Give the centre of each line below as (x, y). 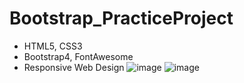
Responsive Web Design (74, 67)
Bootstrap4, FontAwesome (78, 56)
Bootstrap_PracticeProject (121, 18)
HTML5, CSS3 (53, 46)
